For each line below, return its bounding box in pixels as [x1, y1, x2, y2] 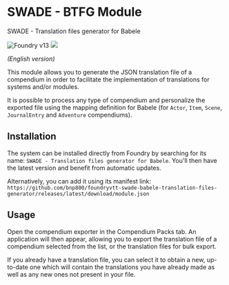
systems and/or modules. [7, 82, 79, 90]
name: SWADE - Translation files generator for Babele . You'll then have [7, 156, 217, 164]
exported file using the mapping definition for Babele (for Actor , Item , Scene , [7, 103, 223, 111]
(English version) [7, 55, 55, 63]
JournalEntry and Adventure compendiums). [7, 110, 132, 119]
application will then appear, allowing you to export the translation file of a [7, 235, 217, 243]
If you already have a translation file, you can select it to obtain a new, [7, 255, 206, 264]
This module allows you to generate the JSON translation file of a [7, 68, 192, 76]
